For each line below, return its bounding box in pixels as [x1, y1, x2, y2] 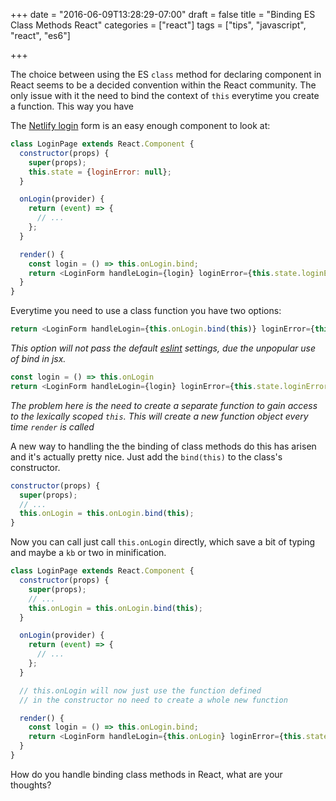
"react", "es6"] [10, 30, 71, 41]
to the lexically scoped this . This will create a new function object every [10, 410, 309, 422]
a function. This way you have [10, 100, 134, 112]
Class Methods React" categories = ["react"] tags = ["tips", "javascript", [10, 19, 307, 31]
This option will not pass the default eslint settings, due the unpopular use [10, 342, 316, 354]
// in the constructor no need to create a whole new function [19, 695, 288, 705]
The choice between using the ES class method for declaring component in [10, 69, 322, 80]
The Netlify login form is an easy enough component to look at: [10, 120, 271, 131]
